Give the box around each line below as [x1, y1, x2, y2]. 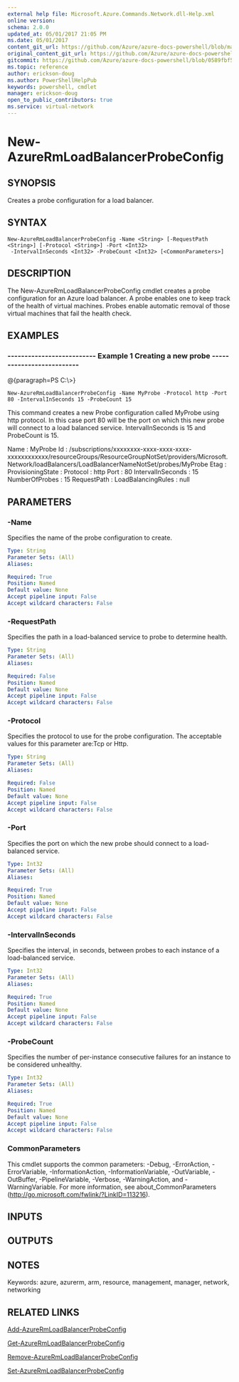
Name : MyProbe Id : [7, 445, 68, 454]
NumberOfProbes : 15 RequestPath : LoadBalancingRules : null [7, 475, 190, 484]
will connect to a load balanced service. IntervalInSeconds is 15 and [7, 424, 206, 432]
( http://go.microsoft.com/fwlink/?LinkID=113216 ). [7, 1190, 151, 1198]
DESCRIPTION [7, 268, 71, 280]
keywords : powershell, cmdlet [7, 83, 97, 90]
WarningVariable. [7, 1183, 58, 1191]
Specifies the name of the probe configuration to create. [7, 533, 173, 542]
